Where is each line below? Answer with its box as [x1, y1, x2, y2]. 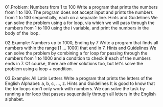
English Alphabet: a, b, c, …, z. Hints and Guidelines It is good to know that [5, 80, 155, 86]
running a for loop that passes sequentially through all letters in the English [5, 91, 156, 97]
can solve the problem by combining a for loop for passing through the [5, 50, 148, 56]
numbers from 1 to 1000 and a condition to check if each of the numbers [5, 55, 151, 61]
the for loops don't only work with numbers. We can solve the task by [5, 86, 145, 91]
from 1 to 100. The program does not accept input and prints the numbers [5, 9, 153, 15]
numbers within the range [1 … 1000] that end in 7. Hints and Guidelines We [5, 45, 157, 51]
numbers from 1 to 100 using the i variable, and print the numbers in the [5, 25, 149, 31]
